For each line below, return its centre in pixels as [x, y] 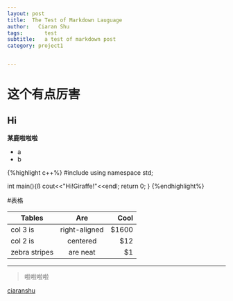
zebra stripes [32, 252]
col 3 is [23, 230]
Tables [32, 218]
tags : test [32, 33]
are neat [82, 252]
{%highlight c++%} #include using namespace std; [80, 173]
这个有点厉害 [44, 95]
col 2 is [23, 241]
